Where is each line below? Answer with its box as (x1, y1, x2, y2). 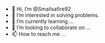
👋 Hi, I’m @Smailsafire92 (11, 6, 71, 12)
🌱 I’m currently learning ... (11, 18, 74, 24)
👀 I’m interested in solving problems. (11, 12, 99, 19)
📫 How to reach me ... (11, 31, 66, 37)
